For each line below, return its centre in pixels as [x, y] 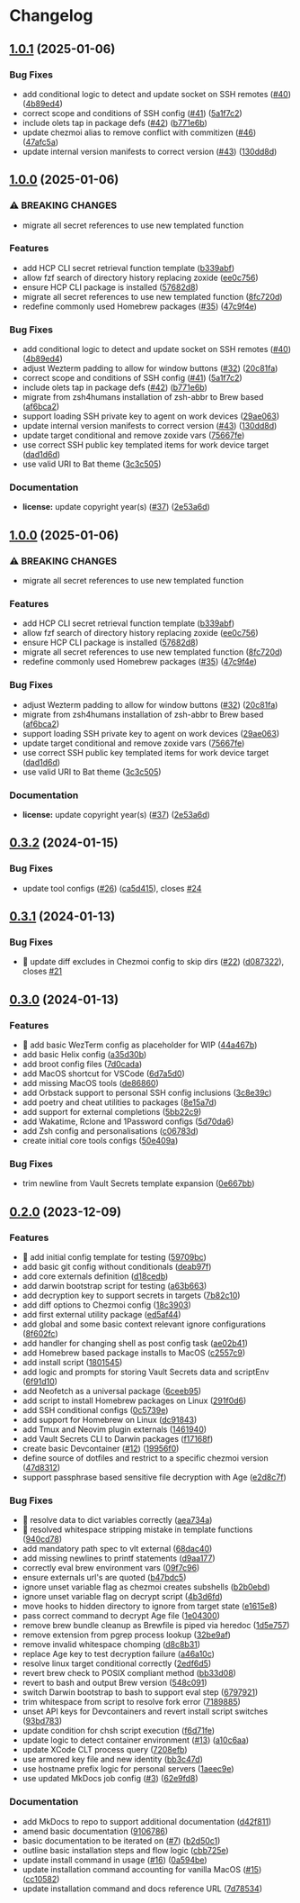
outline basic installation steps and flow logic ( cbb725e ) [125, 1850]
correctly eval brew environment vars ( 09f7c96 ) [111, 1568]
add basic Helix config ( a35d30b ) [84, 1055]
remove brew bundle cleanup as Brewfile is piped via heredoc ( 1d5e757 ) [156, 1626]
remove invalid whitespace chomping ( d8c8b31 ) [111, 1645]
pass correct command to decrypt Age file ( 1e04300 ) [121, 1616]
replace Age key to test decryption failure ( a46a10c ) [119, 1654]
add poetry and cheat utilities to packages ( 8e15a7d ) [119, 1102]
